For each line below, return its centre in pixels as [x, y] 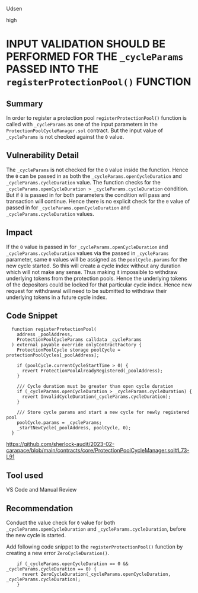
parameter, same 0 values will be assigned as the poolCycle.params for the [97, 259]
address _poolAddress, [45, 334]
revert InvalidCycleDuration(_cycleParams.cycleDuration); [96, 397]
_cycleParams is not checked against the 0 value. [65, 137]
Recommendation [39, 508]
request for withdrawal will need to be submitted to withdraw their [87, 291]
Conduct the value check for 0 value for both [61, 523]
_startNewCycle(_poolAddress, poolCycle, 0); [74, 428]
